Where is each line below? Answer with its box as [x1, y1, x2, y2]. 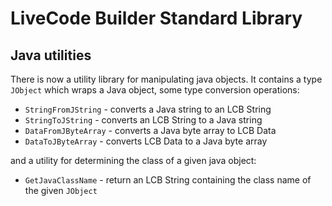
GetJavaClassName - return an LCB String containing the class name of [24, 174, 312, 186]
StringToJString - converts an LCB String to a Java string [24, 114, 263, 126]
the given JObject [24, 185, 98, 196]
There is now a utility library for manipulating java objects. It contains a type [10, 73, 323, 85]
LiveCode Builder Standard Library [10, 7, 303, 30]
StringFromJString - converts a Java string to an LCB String [24, 103, 272, 115]
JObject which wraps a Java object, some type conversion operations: [10, 84, 300, 96]
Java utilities [10, 47, 92, 64]
